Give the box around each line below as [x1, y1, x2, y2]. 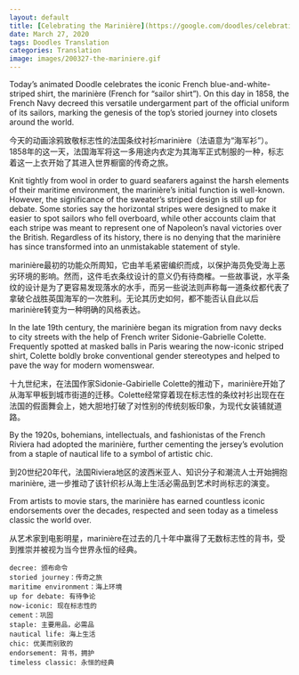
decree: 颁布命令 [9, 564, 69, 573]
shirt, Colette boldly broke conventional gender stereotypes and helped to [9, 351, 280, 361]
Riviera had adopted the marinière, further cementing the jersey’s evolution [9, 439, 284, 450]
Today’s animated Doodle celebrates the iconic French [9, 79, 209, 89]
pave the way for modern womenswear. [9, 360, 155, 370]
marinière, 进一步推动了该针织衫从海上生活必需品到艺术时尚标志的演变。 [9, 478, 274, 488]
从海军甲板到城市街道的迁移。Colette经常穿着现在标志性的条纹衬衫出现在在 [9, 389, 286, 400]
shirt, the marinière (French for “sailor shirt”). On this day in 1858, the [36, 88, 289, 99]
